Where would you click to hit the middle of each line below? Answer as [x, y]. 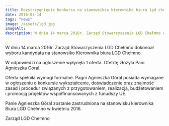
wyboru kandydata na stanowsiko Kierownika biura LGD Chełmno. [74, 53]
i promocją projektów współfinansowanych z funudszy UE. [66, 94]
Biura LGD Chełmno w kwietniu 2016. [44, 109]
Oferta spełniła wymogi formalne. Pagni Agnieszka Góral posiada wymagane [84, 78]
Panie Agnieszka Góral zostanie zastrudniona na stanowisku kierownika [79, 103]
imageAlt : [16, 29]
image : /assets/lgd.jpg [30, 24]
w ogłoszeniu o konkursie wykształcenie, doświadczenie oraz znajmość [80, 83]
